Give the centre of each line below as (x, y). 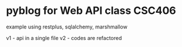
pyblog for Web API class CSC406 (91, 11)
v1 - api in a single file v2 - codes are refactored (64, 38)
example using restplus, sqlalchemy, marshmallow (67, 27)
